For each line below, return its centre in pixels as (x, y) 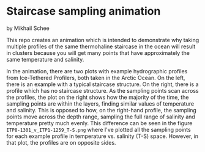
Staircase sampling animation (84, 11)
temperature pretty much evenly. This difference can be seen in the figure (99, 123)
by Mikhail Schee (28, 28)
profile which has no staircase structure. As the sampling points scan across (102, 90)
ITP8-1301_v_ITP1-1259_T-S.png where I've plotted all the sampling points (99, 129)
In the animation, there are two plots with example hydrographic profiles (97, 71)
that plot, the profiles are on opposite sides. (61, 142)
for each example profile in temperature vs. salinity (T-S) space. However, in (102, 136)
